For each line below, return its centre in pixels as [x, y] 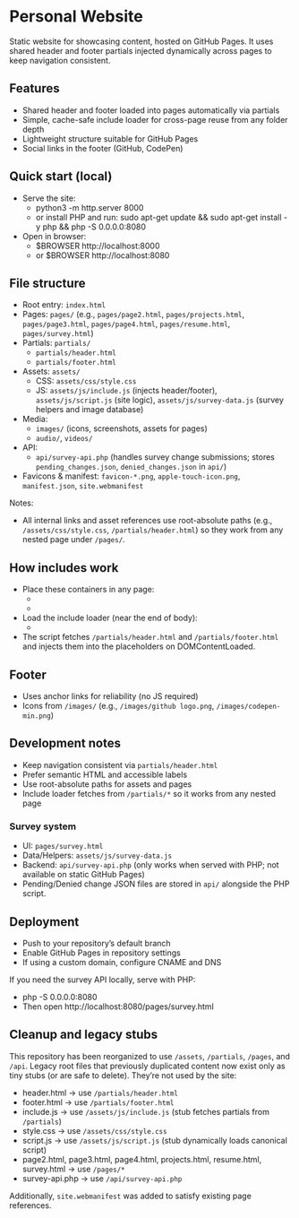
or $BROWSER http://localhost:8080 [103, 255]
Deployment [44, 922]
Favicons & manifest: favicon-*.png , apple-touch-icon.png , [131, 476]
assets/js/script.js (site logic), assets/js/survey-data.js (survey [160, 400]
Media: [35, 419]
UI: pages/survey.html [63, 846]
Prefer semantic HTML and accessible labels [105, 774]
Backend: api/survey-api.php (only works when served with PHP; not [150, 865]
